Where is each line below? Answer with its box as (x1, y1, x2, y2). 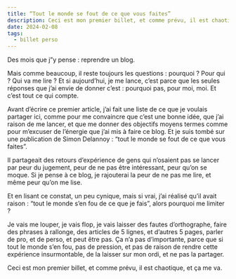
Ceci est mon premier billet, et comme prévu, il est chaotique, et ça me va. (7, 264, 223, 272)
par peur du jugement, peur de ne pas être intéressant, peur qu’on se (7, 163, 207, 172)
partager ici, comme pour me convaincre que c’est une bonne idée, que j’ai (7, 113, 224, 121)
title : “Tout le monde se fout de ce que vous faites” (7, 10, 171, 18)
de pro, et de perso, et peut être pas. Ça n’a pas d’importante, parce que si (7, 236, 223, 244)
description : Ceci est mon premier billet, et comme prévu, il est (7, 17, 209, 24)
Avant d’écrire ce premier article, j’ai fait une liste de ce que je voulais (7, 105, 208, 114)
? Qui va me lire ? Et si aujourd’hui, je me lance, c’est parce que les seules (7, 76, 220, 85)
